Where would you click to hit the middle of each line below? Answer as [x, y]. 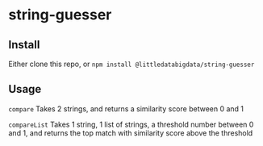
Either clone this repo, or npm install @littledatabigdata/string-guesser [131, 64]
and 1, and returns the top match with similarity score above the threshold [131, 133]
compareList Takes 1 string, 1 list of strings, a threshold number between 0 [131, 124]
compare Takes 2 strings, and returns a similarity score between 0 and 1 [126, 108]
